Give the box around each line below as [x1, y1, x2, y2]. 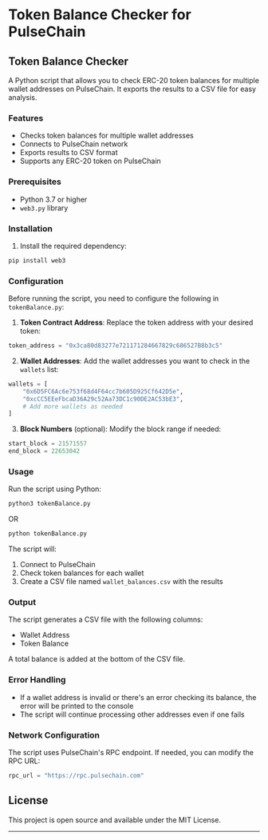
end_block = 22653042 [8, 447, 81, 455]
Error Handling [8, 674, 66, 686]
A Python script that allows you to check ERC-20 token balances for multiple [8, 76, 259, 85]
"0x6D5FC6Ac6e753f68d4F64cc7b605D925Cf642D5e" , [22, 387, 183, 395]
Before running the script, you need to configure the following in [8, 294, 219, 303]
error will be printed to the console [19, 701, 134, 710]
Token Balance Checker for [8, 6, 191, 24]
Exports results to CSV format [19, 148, 118, 158]
